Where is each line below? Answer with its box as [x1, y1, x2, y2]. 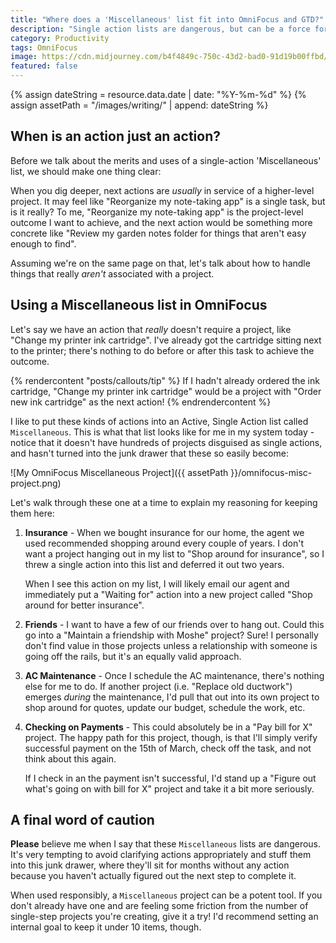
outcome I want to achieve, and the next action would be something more [10, 216, 313, 228]
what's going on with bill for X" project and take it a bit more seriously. [24, 782, 315, 795]
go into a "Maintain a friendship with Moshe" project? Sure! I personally [24, 629, 319, 641]
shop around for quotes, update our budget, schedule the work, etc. [24, 701, 306, 713]
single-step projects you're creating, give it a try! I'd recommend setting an [10, 911, 319, 923]
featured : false [10, 61, 78, 71]
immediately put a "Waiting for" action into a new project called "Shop [24, 588, 313, 600]
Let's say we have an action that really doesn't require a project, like [10, 323, 292, 335]
